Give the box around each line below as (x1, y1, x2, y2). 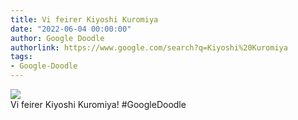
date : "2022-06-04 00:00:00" (10, 24, 132, 34)
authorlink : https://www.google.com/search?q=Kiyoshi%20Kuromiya (10, 42, 288, 53)
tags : (10, 52, 33, 62)
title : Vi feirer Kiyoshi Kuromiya (10, 14, 159, 25)
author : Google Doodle (10, 33, 105, 43)
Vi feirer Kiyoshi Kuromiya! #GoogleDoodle (10, 99, 187, 110)
